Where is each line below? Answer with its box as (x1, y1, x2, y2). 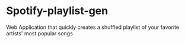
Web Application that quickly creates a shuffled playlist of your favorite (6, 24, 180, 31)
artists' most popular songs (6, 29, 73, 37)
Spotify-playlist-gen (6, 4, 109, 18)
